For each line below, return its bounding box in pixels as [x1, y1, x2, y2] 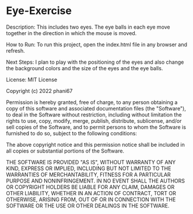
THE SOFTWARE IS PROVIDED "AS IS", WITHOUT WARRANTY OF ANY [6, 158, 176, 165]
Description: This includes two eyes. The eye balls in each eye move [6, 23, 170, 30]
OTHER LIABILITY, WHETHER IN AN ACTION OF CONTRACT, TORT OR [6, 189, 176, 196]
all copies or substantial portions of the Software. [6, 147, 124, 154]
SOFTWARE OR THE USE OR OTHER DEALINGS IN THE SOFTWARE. [6, 202, 170, 209]
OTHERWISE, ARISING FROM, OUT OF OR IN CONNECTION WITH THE [6, 196, 176, 203]
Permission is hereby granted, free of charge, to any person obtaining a [6, 98, 178, 106]
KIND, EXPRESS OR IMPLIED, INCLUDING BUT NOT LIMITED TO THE [6, 165, 171, 172]
